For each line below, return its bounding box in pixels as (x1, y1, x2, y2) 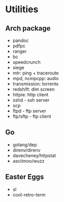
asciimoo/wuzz (12, 158, 45, 164)
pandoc (12, 37, 29, 43)
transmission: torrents (12, 81, 59, 87)
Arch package (5, 24, 51, 33)
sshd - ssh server (12, 97, 50, 103)
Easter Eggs (5, 172, 44, 182)
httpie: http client (12, 92, 49, 97)
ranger (12, 48, 27, 54)
